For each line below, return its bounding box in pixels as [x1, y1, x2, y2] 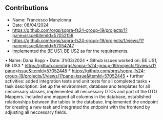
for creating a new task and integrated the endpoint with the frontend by [5, 104, 150, 110]
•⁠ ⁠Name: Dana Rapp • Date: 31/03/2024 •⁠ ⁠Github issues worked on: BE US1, [5, 57, 158, 63]
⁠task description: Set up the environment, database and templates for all [5, 83, 150, 89]
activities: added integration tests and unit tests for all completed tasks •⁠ [5, 78, 151, 84]
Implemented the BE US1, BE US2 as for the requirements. [12, 48, 129, 54]
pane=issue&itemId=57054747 [12, 42, 74, 48]
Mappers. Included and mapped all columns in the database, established [5, 94, 151, 100]
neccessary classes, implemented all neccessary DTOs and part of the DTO [5, 88, 157, 94]
